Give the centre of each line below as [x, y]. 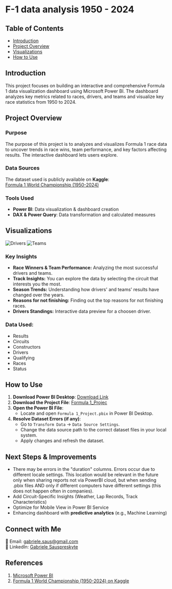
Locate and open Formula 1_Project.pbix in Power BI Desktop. [87, 413]
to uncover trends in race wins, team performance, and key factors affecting [86, 149]
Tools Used [20, 198]
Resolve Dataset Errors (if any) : [47, 419]
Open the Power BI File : [38, 408]
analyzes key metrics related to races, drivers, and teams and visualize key [85, 97]
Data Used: [20, 325]
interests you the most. [37, 284]
